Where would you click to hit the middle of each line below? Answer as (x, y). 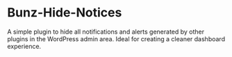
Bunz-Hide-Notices (65, 13)
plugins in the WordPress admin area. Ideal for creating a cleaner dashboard (116, 38)
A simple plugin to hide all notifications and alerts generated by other (106, 32)
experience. (24, 46)
